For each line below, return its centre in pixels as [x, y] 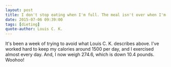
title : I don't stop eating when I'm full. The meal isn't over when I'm [86, 15]
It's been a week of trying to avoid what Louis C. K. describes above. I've [82, 43]
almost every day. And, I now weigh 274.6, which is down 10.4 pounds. [80, 55]
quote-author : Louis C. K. [34, 29]
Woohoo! [15, 60]
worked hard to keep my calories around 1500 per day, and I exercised [80, 49]
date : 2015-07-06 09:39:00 [34, 19]
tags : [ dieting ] [23, 24]
